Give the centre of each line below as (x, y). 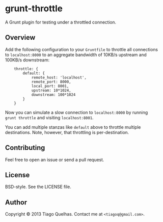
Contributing (25, 148)
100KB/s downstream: (27, 60)
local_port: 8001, (50, 86)
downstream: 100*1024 (54, 95)
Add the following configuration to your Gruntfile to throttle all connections (81, 49)
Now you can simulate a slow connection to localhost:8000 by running (77, 112)
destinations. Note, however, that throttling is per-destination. (67, 132)
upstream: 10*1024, (51, 90)
